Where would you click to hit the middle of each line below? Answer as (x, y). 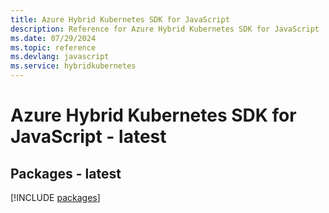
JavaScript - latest (88, 137)
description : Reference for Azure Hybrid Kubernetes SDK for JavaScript (165, 29)
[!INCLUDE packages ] (55, 197)
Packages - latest (66, 173)
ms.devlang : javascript (60, 57)
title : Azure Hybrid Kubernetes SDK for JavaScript (120, 19)
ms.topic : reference (53, 47)
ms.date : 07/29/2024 (53, 38)
